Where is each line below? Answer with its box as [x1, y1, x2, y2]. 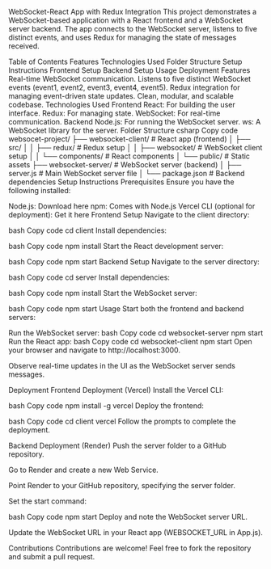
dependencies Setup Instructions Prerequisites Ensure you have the [8, 177, 235, 187]
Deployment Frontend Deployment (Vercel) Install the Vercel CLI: [8, 386, 224, 394]
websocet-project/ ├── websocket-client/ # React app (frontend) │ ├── [8, 134, 251, 144]
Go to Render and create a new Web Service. [8, 465, 159, 474]
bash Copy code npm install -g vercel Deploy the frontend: [8, 401, 205, 411]
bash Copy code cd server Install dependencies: [8, 272, 170, 282]
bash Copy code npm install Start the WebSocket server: [8, 289, 198, 297]
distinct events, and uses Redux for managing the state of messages [8, 32, 237, 42]
